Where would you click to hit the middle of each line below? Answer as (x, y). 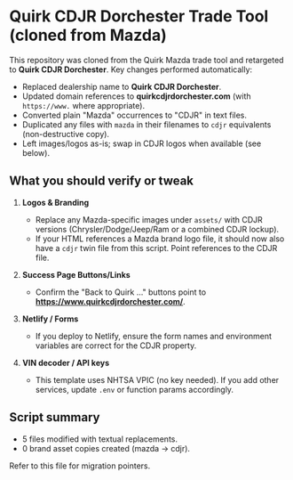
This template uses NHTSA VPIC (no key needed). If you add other (157, 379)
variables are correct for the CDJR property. (116, 346)
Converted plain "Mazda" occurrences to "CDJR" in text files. (134, 115)
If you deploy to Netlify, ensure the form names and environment (154, 336)
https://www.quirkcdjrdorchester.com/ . (111, 301)
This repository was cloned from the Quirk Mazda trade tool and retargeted (146, 60)
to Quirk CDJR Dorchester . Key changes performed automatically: (131, 69)
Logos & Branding (55, 202)
